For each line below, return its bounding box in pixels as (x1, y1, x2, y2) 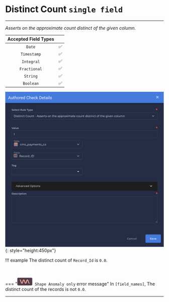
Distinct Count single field (5, 4, 123, 15)
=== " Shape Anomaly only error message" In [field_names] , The (5, 281, 155, 287)
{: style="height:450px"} (5, 248, 56, 254)
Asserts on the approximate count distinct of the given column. (5, 25, 136, 31)
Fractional (19, 67, 42, 72)
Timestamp (20, 52, 41, 57)
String (24, 74, 38, 79)
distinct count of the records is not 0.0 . (5, 286, 87, 292)
